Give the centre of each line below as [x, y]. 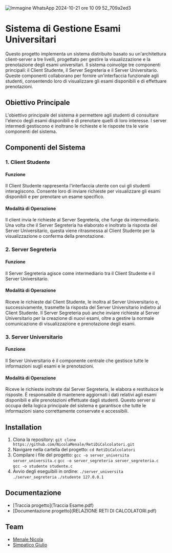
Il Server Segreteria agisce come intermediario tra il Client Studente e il [80, 273]
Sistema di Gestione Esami [63, 29]
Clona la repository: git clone [44, 440]
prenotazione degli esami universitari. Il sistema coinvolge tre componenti [83, 65]
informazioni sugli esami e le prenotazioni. [50, 366]
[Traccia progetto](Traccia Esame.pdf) [53, 505]
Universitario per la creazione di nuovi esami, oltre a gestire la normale [80, 318]
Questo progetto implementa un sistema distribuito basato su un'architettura [86, 53]
